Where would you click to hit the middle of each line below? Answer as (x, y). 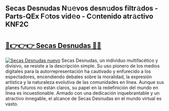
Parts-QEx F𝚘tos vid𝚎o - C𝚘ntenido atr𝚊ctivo (79, 17)
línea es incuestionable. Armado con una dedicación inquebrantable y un (83, 93)
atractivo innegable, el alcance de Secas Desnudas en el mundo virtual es (83, 98)
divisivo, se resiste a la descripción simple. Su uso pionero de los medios (83, 66)
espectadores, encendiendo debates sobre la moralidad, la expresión (79, 77)
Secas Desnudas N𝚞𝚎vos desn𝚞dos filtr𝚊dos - (82, 8)
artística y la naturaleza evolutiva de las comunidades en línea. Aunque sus (85, 82)
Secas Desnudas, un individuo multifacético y (110, 60)
